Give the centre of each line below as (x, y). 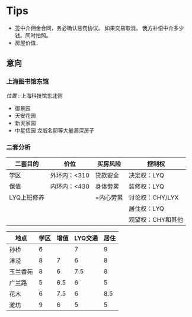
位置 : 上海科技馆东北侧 (34, 95)
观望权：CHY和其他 (156, 219)
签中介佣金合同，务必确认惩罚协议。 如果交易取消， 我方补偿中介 (94, 28)
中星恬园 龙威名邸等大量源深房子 (55, 130)
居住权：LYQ (146, 208)
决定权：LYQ (146, 175)
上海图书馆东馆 (28, 82)
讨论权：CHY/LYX (153, 198)
